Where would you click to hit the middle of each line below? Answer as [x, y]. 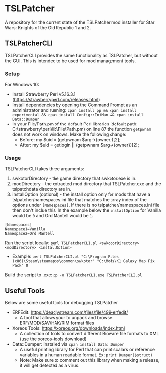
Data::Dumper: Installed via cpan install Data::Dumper [68, 344]
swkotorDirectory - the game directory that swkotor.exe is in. [74, 179]
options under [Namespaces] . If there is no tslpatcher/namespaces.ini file [86, 205]
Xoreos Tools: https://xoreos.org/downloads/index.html [69, 328]
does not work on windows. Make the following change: [69, 134]
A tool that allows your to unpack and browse [66, 318]
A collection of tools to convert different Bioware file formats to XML [89, 334]
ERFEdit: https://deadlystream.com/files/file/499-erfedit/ [70, 312]
